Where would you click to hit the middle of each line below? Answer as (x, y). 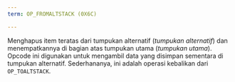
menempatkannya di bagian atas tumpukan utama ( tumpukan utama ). (110, 48)
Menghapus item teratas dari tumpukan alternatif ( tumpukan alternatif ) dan (117, 41)
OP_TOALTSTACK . (29, 71)
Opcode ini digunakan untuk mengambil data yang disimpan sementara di (115, 56)
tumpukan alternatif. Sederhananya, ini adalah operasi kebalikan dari (108, 63)
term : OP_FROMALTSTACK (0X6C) (52, 14)
